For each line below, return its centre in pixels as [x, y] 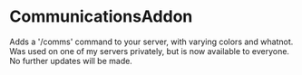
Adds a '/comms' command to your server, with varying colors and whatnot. [151, 42]
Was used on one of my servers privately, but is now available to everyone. [150, 51]
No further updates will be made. [71, 61]
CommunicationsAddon [101, 17]
